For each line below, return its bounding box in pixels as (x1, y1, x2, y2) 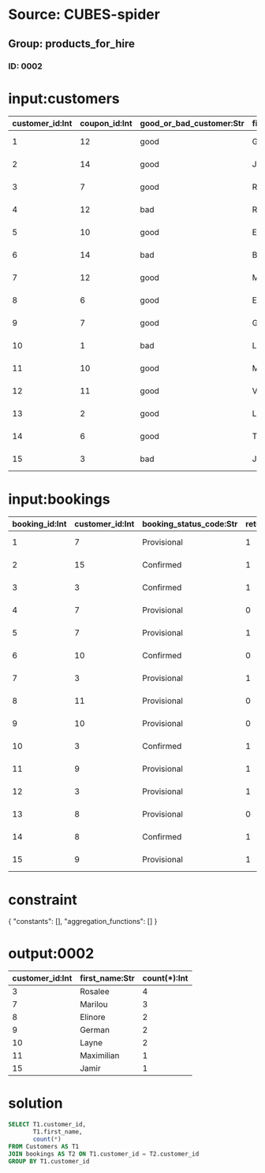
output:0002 (8, 944, 95, 963)
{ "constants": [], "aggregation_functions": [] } (8, 917, 158, 926)
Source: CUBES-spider (8, 6, 160, 24)
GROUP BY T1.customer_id (8, 1157, 90, 1165)
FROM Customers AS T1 (8, 1142, 80, 1150)
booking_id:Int (12, 519, 67, 530)
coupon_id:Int (80, 118, 132, 129)
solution (8, 1094, 63, 1112)
